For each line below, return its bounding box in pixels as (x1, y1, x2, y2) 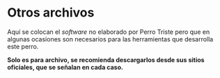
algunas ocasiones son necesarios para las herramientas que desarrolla (7, 35, 214, 43)
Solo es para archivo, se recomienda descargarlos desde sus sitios (7, 55, 205, 64)
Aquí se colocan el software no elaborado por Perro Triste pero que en (7, 28, 210, 36)
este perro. (7, 42, 39, 50)
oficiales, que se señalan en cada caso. (7, 63, 124, 71)
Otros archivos (7, 5, 95, 21)
